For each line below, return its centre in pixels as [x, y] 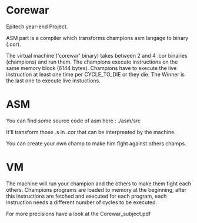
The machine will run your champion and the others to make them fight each [98, 184]
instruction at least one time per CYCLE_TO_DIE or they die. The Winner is [96, 74]
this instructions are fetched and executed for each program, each [86, 196]
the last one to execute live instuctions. [54, 81]
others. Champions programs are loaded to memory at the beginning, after [96, 189]
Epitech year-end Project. [37, 26]
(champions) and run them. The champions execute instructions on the [92, 62]
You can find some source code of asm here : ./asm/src [74, 121]
